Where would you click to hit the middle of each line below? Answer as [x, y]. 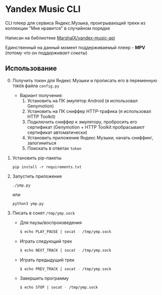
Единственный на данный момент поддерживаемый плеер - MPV [75, 47]
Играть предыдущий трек [47, 260]
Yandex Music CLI [43, 9]
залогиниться [42, 143]
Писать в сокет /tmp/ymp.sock [44, 213]
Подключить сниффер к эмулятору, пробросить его [82, 122]
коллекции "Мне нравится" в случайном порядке [58, 28]
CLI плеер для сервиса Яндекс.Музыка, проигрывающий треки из [75, 23]
